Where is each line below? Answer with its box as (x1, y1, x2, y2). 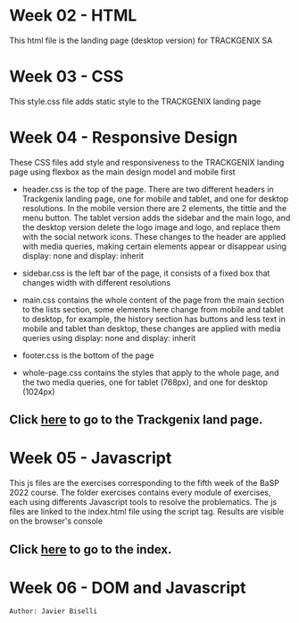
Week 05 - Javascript (9, 448, 172, 468)
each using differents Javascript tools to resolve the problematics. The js (9, 497, 278, 508)
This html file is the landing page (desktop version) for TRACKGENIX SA (9, 35, 273, 46)
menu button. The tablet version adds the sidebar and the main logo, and (21, 212, 291, 223)
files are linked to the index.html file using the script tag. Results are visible (9, 507, 284, 517)
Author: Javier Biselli (9, 607, 98, 616)
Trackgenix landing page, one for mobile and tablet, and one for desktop (21, 193, 289, 204)
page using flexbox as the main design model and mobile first (9, 166, 236, 177)
